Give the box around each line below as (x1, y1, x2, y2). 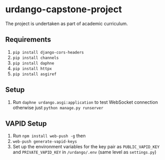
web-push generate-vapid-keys (12, 139, 78, 144)
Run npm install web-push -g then (12, 133, 86, 139)
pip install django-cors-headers (12, 50, 84, 55)
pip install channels (12, 55, 59, 60)
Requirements (5, 35, 51, 44)
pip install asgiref (12, 72, 57, 77)
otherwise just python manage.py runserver (12, 104, 104, 110)
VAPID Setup (5, 119, 47, 128)
